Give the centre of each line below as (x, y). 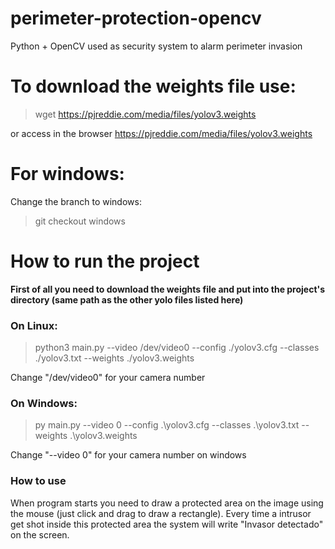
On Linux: (34, 325)
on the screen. (40, 534)
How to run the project (105, 261)
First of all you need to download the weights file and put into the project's (168, 289)
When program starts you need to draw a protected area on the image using (167, 503)
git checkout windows (80, 221)
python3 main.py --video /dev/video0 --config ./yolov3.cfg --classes (177, 348)
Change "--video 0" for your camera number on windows (128, 455)
